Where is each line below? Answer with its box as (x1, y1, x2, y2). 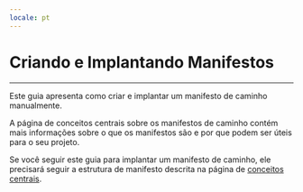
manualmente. (9, 100, 63, 111)
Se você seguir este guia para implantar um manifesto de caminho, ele (9, 154, 271, 165)
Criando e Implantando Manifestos (9, 51, 275, 72)
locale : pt (9, 13, 50, 23)
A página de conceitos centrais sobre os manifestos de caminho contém (9, 117, 279, 128)
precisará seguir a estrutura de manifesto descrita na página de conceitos (9, 163, 284, 174)
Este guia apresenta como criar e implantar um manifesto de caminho (9, 90, 268, 101)
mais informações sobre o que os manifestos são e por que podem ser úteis (9, 127, 293, 138)
